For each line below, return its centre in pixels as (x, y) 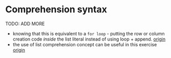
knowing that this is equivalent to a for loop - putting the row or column (89, 33)
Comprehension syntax (56, 9)
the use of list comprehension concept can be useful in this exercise (85, 44)
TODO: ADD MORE (25, 24)
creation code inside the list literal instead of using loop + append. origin (89, 39)
